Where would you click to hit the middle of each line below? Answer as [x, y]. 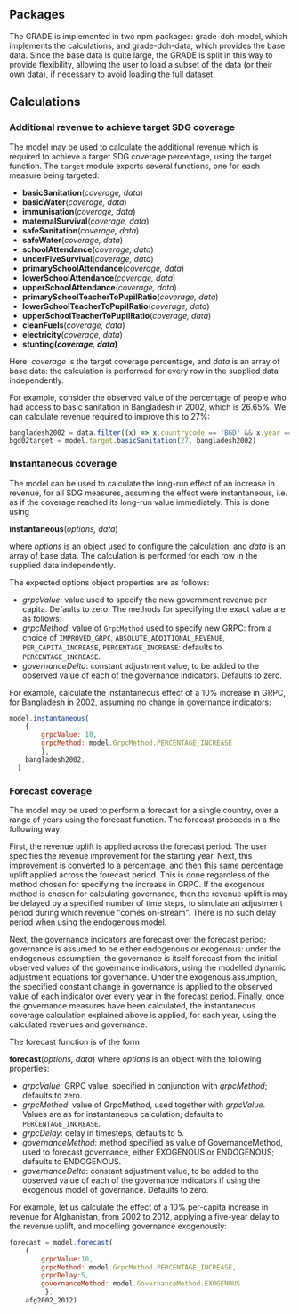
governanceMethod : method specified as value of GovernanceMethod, [152, 1142]
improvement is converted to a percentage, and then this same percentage [146, 865]
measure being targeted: [54, 175]
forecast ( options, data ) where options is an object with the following [135, 1058]
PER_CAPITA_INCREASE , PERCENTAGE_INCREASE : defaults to [122, 647]
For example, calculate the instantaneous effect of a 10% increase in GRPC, [148, 692]
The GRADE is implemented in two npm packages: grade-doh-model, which [148, 36]
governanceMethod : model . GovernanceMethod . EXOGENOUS [141, 1284]
